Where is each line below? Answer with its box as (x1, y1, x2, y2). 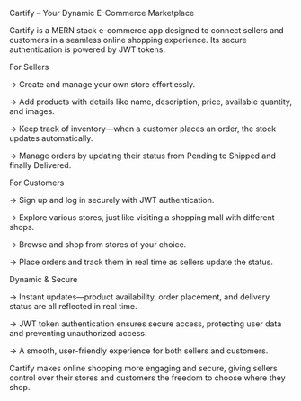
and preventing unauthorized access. (9, 328, 147, 338)
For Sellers (9, 62, 49, 72)
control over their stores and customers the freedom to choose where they (9, 372, 286, 383)
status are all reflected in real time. (9, 301, 137, 311)
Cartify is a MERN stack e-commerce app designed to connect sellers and (9, 25, 285, 35)
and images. (9, 106, 56, 116)
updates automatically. (9, 133, 93, 143)
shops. (9, 222, 35, 232)
